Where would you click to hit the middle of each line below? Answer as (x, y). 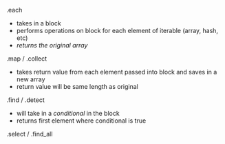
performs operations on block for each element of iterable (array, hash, (117, 31)
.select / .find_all (30, 134)
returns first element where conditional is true (81, 121)
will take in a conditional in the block (68, 113)
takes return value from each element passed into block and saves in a (117, 72)
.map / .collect (27, 59)
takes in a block (39, 23)
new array (31, 79)
